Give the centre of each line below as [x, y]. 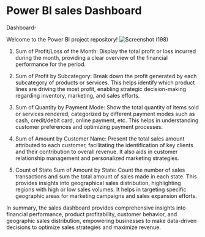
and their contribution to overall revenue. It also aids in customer [96, 151]
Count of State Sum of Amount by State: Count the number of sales [100, 170]
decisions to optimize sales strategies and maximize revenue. [84, 227]
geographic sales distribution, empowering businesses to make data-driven [102, 221]
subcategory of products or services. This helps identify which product [105, 82]
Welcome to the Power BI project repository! [62, 39]
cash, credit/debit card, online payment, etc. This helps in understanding [107, 120]
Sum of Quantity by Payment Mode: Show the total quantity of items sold [107, 107]
